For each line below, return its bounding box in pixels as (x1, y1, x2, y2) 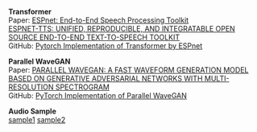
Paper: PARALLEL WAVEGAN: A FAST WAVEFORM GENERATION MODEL (8, 65, 249, 75)
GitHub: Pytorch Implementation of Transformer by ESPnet (8, 41, 203, 51)
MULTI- (204, 74, 230, 83)
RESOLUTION (8, 82, 54, 92)
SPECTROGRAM (55, 82, 110, 92)
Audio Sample (8, 106, 56, 116)
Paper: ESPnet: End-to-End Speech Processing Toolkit (8, 15, 189, 25)
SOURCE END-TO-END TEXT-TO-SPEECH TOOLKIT (8, 32, 180, 42)
